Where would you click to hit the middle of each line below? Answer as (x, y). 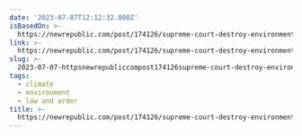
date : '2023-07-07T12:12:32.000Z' (74, 17)
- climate (36, 84)
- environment (44, 92)
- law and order (48, 101)
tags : (19, 76)
